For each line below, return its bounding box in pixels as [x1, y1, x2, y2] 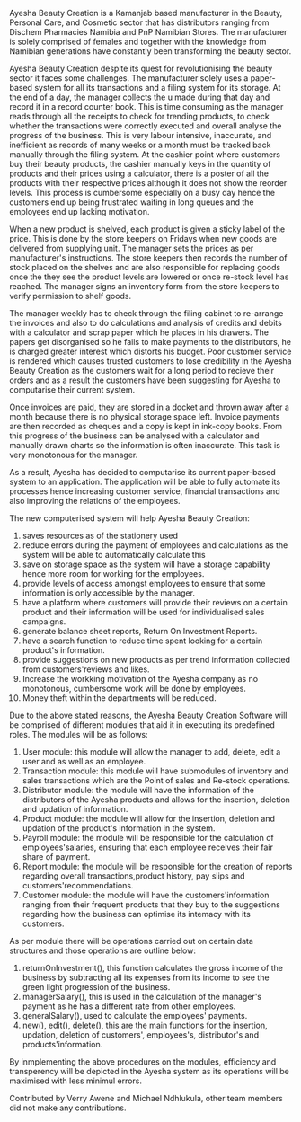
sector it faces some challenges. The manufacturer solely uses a [9, 73, 249, 84]
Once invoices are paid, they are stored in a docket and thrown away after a [9, 402, 290, 412]
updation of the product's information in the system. [22, 823, 216, 834]
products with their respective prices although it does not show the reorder [9, 178, 288, 188]
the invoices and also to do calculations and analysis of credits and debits [9, 318, 283, 328]
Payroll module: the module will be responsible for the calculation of [22, 833, 274, 843]
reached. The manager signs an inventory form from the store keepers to [9, 281, 280, 291]
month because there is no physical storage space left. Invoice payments [9, 411, 280, 421]
